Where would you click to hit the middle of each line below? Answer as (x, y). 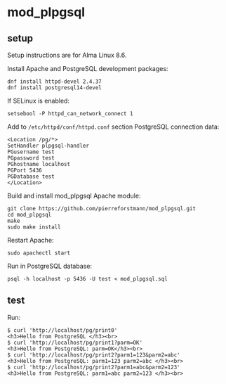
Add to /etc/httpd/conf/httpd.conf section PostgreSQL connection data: (113, 127)
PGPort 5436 (25, 170)
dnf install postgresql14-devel (54, 88)
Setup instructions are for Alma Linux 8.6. (67, 55)
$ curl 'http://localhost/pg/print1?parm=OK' (75, 343)
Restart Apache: (31, 240)
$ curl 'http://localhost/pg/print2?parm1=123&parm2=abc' (94, 355)
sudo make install (34, 227)
